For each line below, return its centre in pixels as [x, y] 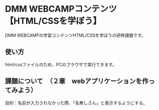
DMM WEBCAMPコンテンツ [61, 9]
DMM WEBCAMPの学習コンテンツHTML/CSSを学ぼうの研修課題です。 [75, 35]
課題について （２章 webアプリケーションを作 [77, 81]
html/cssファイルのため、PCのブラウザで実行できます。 [61, 64]
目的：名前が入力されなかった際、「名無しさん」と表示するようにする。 [76, 103]
